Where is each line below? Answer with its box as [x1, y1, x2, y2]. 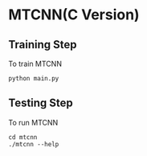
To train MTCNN [8, 59, 63, 68]
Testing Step [8, 96, 74, 110]
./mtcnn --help [8, 140, 59, 148]
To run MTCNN [8, 117, 59, 127]
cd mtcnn [8, 133, 38, 142]
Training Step [8, 38, 78, 51]
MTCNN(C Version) [8, 6, 140, 24]
